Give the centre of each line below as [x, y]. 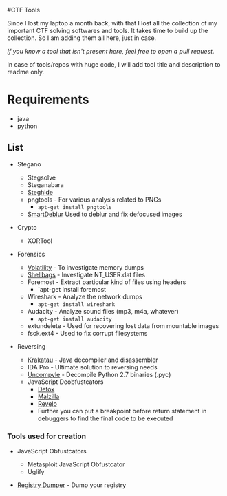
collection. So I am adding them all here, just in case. [82, 38]
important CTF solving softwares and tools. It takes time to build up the [108, 31]
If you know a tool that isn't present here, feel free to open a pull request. [111, 51]
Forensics [31, 254]
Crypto [27, 227]
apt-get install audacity [75, 319]
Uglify [36, 472]
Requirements [48, 100]
